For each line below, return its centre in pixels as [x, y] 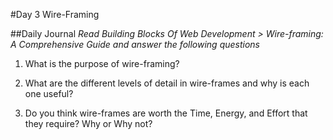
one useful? [49, 93]
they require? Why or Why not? [88, 123]
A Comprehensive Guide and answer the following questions [135, 44]
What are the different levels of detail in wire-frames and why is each [167, 83]
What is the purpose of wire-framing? [102, 63]
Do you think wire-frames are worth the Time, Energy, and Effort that [166, 113]
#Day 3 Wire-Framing [55, 14]
